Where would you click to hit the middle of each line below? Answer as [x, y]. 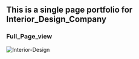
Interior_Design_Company [57, 20]
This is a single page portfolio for [69, 10]
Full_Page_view [29, 37]
